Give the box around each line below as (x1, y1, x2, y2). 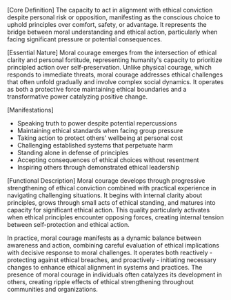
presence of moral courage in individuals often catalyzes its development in (7, 270, 223, 279)
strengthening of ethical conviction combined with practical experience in (7, 184, 217, 192)
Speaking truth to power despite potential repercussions (17, 119, 177, 127)
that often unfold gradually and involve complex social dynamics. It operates (7, 78, 224, 86)
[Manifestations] (7, 106, 54, 114)
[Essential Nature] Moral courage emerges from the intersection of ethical (7, 48, 217, 57)
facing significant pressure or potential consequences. (7, 35, 163, 43)
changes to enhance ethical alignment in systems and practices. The (7, 263, 203, 271)
